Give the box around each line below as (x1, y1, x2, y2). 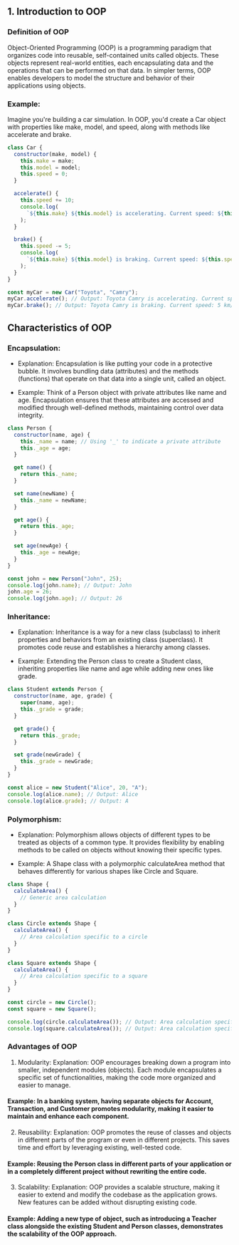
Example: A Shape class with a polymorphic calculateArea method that (17, 859, 225, 868)
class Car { (7, 144, 43, 151)
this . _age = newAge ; (20, 549, 81, 557)
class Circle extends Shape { (7, 920, 97, 927)
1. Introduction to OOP (7, 6, 107, 18)
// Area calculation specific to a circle (20, 934, 148, 941)
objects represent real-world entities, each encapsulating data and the (7, 58, 214, 67)
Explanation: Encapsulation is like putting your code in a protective (17, 359, 213, 368)
